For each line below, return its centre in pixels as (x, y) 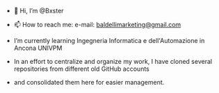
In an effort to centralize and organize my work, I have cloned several (113, 61)
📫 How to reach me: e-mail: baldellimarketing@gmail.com (97, 25)
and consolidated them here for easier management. (89, 82)
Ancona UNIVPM (38, 48)
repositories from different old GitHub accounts (81, 69)
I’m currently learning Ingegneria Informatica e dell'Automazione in (109, 41)
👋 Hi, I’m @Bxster (39, 11)
